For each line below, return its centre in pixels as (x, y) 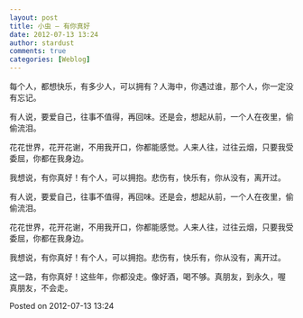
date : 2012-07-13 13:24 (54, 34)
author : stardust (42, 43)
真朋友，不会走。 (41, 288)
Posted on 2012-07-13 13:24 (62, 306)
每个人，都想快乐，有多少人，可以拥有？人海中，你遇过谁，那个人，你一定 (147, 86)
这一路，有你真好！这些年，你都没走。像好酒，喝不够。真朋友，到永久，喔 (147, 277)
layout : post (34, 18)
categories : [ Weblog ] (50, 59)
